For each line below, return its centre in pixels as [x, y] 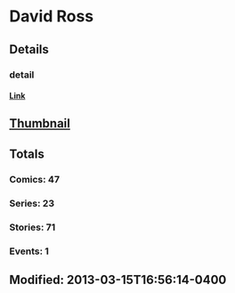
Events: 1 [29, 251]
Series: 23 [32, 203]
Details [29, 49]
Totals [27, 154]
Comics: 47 [35, 179]
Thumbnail [40, 123]
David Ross [52, 16]
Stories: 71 [32, 227]
